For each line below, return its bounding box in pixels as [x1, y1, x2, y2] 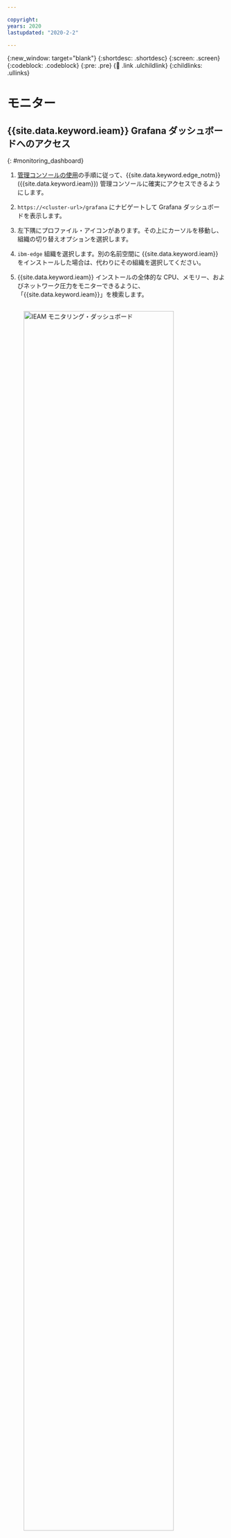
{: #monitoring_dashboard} [7, 157, 84, 165]
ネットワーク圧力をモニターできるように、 [23, 282, 145, 290]
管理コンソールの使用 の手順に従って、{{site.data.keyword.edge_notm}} [17, 171, 221, 179]
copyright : [7, 16, 39, 23]
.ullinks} [7, 69, 30, 77]
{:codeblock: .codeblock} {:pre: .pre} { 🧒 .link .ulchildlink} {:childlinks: [7, 62, 203, 70]
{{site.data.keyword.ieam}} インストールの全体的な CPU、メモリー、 [17, 273, 213, 281]
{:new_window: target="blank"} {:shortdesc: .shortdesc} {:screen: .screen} [7, 54, 221, 62]
